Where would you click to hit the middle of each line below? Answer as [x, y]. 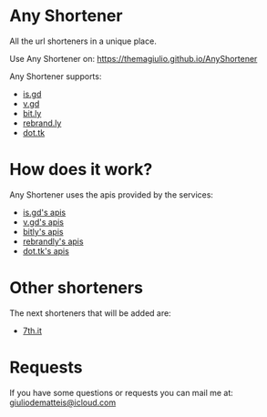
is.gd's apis [44, 212]
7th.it [32, 331]
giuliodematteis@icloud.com [63, 402]
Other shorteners [77, 288]
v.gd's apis [43, 222]
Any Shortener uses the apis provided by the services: [112, 194]
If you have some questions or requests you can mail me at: [122, 392]
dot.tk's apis [46, 250]
